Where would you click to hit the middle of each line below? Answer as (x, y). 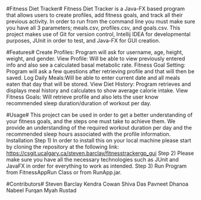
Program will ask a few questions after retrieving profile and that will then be (100, 71)
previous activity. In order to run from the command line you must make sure (101, 21)
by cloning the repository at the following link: (63, 147)
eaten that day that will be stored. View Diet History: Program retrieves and (99, 84)
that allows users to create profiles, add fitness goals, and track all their (94, 15)
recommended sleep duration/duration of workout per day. (79, 103)
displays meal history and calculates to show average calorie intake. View (97, 90)
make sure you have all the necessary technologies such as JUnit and (92, 159)
